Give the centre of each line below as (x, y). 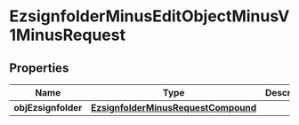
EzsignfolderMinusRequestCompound (174, 108)
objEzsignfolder (48, 108)
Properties (39, 68)
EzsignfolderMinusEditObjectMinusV (149, 16)
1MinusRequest (68, 35)
